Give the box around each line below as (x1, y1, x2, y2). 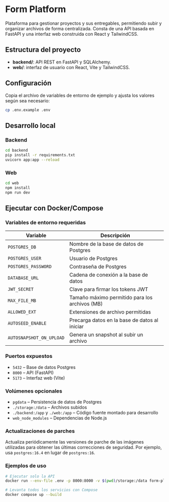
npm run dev (5, 190, 30, 195)
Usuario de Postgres (69, 255, 118, 262)
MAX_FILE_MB (8, 298, 37, 303)
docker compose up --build (5, 492, 62, 497)
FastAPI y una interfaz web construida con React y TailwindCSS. (5, 31, 138, 37)
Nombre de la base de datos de (69, 240, 144, 247)
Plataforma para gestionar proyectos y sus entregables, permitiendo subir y (5, 20, 162, 26)
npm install (5, 185, 30, 190)
